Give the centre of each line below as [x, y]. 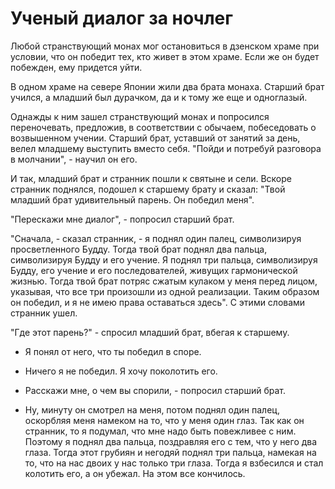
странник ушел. [44, 313]
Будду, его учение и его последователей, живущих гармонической [154, 270]
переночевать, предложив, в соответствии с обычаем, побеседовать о [163, 127]
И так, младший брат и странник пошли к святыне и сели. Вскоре [151, 178]
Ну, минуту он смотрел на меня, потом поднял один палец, [152, 409]
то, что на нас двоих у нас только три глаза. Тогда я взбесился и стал [174, 463]
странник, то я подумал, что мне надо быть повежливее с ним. [160, 431]
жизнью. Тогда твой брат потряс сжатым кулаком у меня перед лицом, [164, 281]
